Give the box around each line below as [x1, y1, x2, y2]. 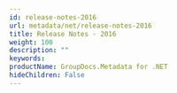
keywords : [9, 54, 46, 63]
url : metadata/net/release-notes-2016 [9, 21, 152, 30]
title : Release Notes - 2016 [9, 29, 117, 38]
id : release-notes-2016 [9, 12, 97, 22]
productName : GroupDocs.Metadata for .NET [9, 63, 168, 72]
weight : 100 [9, 37, 53, 47]
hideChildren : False [9, 71, 86, 80]
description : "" [9, 46, 69, 55]
